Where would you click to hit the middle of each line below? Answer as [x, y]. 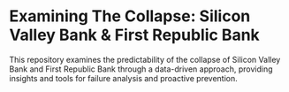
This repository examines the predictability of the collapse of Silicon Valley [145, 59]
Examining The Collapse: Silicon [130, 16]
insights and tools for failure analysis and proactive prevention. [123, 78]
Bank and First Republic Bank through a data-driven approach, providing [141, 69]
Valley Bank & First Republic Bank [135, 35]
